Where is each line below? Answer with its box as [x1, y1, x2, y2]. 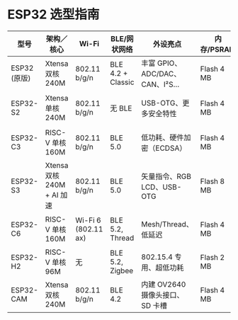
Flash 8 [200, 176, 225, 186]
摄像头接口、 [141, 290, 184, 299]
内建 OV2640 [141, 279, 186, 289]
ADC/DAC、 [141, 69, 181, 79]
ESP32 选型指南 [7, 6, 100, 23]
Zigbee [109, 265, 134, 275]
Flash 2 [200, 252, 225, 262]
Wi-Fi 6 [75, 215, 101, 225]
